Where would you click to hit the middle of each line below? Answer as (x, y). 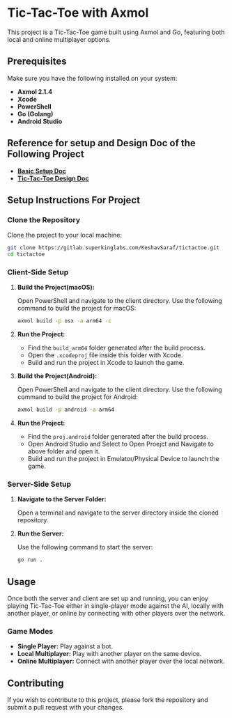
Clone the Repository (44, 219)
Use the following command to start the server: (85, 547)
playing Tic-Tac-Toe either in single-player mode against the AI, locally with (116, 606)
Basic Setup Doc (41, 171)
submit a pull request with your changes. (65, 708)
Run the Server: (40, 533)
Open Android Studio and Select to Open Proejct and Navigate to (121, 444)
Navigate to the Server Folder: (62, 499)
